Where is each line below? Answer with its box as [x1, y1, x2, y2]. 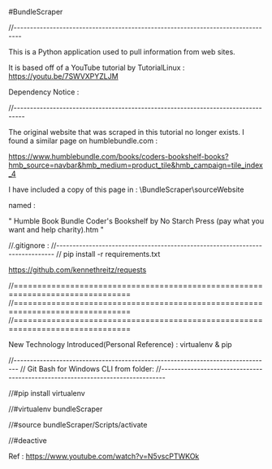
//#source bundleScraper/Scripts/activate [8, 420, 148, 429]
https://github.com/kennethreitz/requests [8, 265, 147, 275]
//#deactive [8, 436, 47, 445]
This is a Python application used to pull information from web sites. [8, 47, 235, 56]
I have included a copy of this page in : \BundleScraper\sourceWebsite [8, 185, 244, 194]
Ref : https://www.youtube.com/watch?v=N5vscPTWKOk [8, 451, 200, 461]
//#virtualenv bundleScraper [8, 404, 103, 414]
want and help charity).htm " [8, 225, 104, 234]
